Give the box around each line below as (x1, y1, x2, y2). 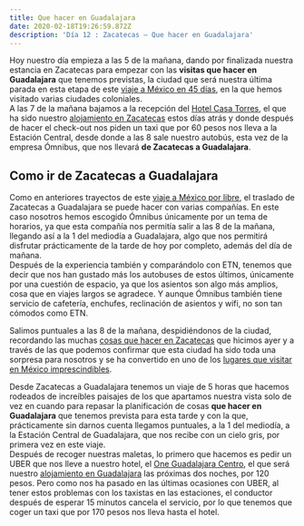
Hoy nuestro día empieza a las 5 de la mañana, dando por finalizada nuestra (9, 55, 293, 66)
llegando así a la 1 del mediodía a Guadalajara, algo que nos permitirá (9, 230, 268, 241)
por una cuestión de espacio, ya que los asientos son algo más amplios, (9, 278, 279, 290)
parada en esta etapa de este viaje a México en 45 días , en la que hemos (9, 83, 283, 95)
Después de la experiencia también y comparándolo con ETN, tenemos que (9, 259, 292, 270)
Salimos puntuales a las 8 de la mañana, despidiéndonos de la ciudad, (9, 326, 272, 336)
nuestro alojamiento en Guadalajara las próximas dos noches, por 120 (9, 468, 270, 479)
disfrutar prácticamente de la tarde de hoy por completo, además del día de (9, 240, 293, 251)
